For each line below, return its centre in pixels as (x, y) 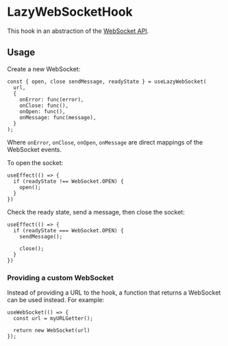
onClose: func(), (44, 106)
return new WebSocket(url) (52, 331)
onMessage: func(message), (58, 117)
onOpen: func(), (43, 111)
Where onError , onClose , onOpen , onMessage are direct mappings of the (105, 142)
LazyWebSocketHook (70, 12)
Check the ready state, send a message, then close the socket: (96, 212)
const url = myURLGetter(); (53, 319)
